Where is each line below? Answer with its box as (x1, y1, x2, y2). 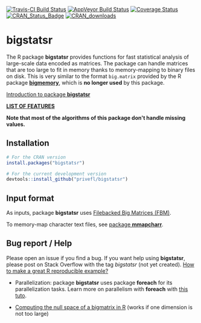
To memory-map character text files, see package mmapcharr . (6, 221, 164, 228)
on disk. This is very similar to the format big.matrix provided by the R (6, 73, 182, 80)
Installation (6, 138, 49, 148)
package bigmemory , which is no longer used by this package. (6, 79, 165, 86)
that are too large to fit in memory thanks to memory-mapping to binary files (6, 66, 196, 73)
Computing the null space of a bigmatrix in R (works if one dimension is (14, 303, 193, 311)
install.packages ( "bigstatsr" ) (6, 160, 85, 166)
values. (6, 120, 25, 128)
